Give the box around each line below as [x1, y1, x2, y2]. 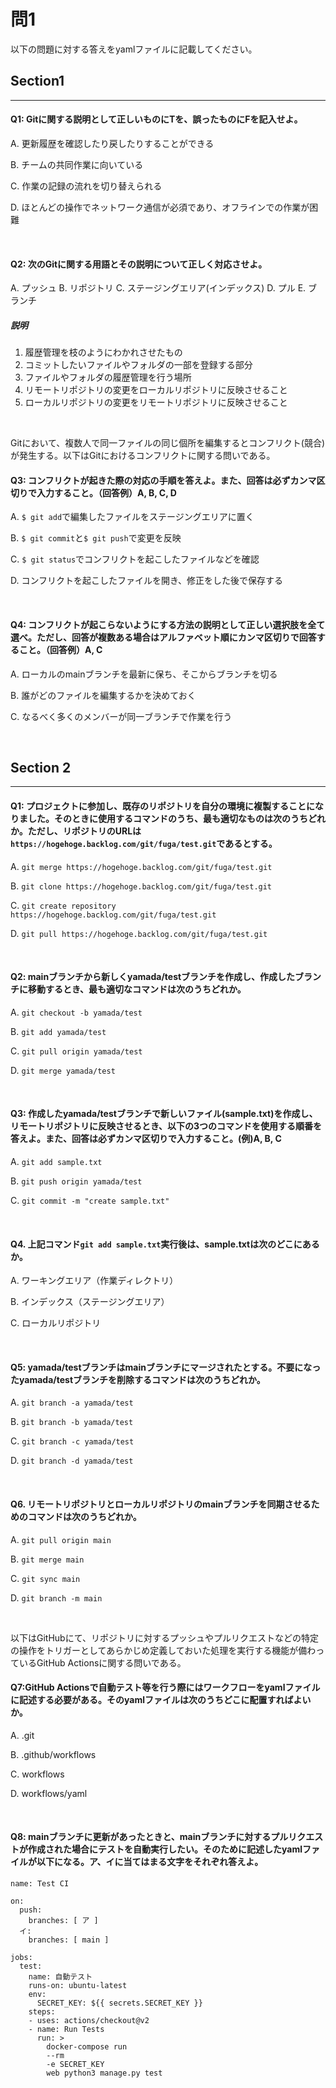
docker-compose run [46, 2041, 128, 2052]
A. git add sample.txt [10, 1155, 103, 1167]
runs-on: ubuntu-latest [28, 1980, 128, 1990]
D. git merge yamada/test [10, 1064, 116, 1076]
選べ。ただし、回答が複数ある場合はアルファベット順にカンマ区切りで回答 [10, 631, 317, 643]
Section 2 [10, 759, 72, 776]
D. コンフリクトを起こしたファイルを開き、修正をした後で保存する [10, 575, 284, 587]
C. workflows [10, 1768, 65, 1780]
